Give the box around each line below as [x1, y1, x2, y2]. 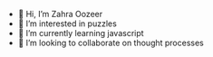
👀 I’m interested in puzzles [17, 18, 118, 29]
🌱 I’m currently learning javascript [17, 28, 144, 38]
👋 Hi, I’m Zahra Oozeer [17, 9, 103, 19]
